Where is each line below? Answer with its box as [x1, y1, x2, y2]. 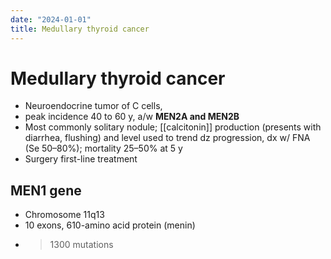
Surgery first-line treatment [24, 153, 138, 165]
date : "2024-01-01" [10, 14, 92, 25]
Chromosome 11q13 [24, 209, 105, 221]
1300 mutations [49, 239, 114, 251]
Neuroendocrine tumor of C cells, [24, 100, 163, 112]
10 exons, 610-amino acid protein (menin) [24, 219, 196, 231]
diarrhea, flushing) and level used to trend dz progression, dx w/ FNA [24, 132, 311, 144]
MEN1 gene [10, 182, 82, 199]
